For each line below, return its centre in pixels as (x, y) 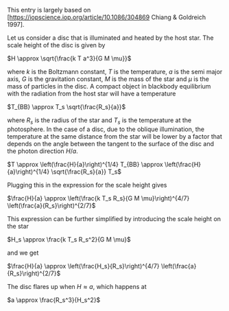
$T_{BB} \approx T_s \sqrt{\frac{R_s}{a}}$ (67, 107)
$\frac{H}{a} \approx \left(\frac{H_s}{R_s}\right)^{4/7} (83, 266)
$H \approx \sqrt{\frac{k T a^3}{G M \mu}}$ (69, 58)
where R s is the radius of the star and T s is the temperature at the (99, 121)
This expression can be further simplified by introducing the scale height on (114, 218)
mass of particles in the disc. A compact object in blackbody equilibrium (109, 86)
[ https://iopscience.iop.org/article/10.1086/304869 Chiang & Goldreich (107, 17)
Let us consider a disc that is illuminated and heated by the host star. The (110, 38)
